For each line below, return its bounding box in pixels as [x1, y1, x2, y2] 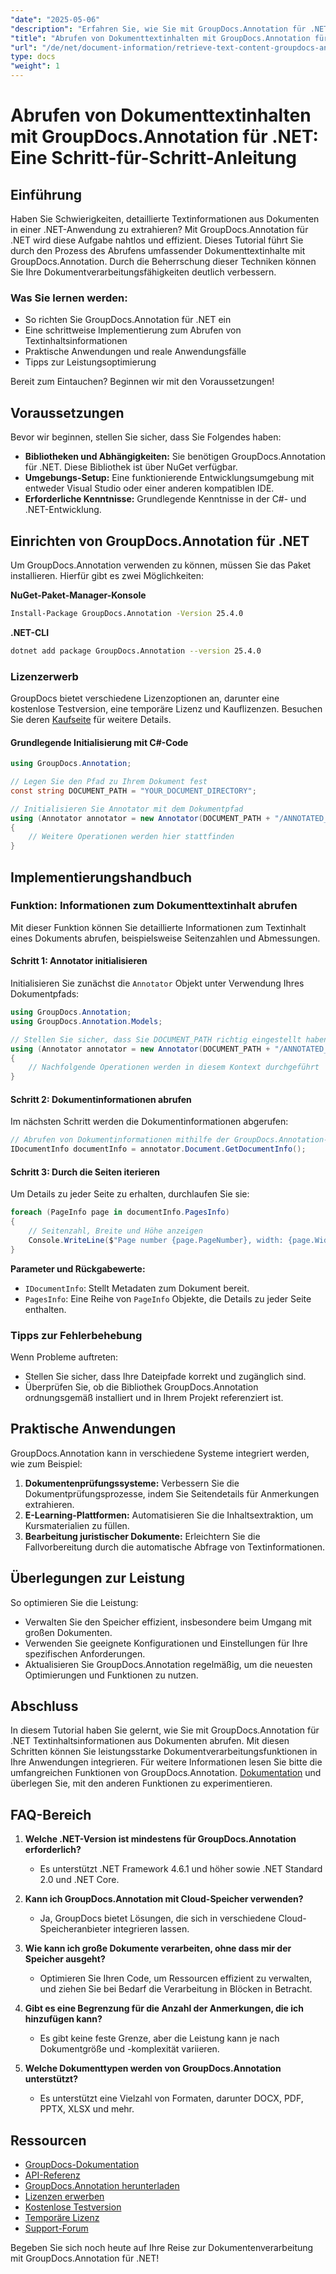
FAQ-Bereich [10, 1806, 92, 1823]
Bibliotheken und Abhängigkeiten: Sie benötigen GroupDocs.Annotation [24, 451, 326, 463]
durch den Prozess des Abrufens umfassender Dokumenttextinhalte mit [10, 245, 306, 256]
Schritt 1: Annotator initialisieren [10, 955, 148, 967]
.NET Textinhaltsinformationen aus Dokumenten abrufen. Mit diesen [10, 1735, 290, 1747]
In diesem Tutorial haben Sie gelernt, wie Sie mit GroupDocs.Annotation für [10, 1724, 320, 1736]
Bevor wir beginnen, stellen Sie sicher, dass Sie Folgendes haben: [10, 431, 282, 443]
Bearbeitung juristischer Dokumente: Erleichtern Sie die [24, 1530, 261, 1542]
